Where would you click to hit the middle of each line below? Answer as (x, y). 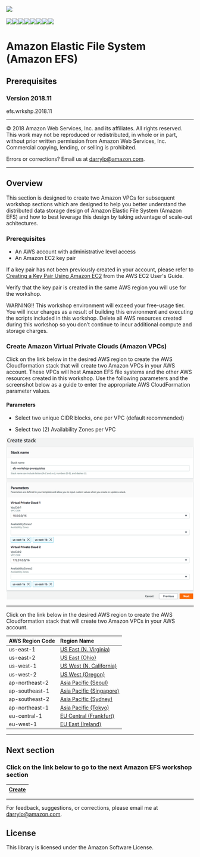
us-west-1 (23, 666)
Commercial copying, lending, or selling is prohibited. (71, 147)
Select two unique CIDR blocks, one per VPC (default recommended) (99, 418)
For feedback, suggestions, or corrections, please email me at (82, 808)
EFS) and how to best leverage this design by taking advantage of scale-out (99, 217)
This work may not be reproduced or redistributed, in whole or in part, (92, 134)
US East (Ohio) (78, 658)
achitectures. (22, 223)
